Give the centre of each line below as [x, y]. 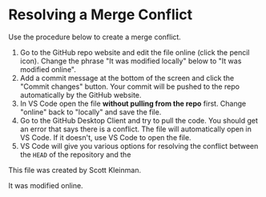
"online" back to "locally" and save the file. [91, 112]
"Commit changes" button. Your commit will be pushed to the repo [130, 86]
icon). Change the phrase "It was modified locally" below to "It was [131, 61]
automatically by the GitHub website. [81, 94]
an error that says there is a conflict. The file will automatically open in [136, 129]
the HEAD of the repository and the [75, 155]
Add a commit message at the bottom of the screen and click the [127, 78]
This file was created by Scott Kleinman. [75, 170]
